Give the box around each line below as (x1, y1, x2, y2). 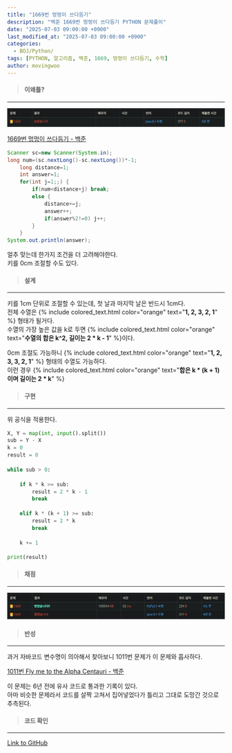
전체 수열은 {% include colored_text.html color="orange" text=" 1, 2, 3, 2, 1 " (7, 308, 218, 317)
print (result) (7, 554, 48, 561)
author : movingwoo (7, 62, 60, 69)
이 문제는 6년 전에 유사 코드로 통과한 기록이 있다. (7, 682, 138, 691)
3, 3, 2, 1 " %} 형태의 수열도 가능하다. (7, 357, 107, 366)
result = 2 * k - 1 (32, 488, 88, 495)
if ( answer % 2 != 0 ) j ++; (43, 215, 107, 222)
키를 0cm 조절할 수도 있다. (7, 259, 79, 267)
